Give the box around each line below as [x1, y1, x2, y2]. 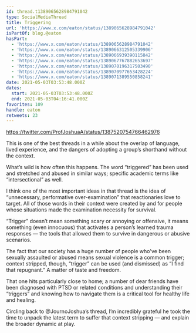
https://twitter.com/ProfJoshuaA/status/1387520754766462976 [6, 129, 160, 136]
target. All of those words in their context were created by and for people [6, 200, 183, 207]
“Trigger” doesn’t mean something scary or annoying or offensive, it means [6, 218, 189, 225]
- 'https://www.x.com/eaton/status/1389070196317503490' [11, 63, 154, 69]
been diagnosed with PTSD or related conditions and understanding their [6, 284, 183, 291]
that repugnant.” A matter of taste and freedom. [6, 267, 121, 274]
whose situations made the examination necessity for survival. [6, 206, 157, 213]
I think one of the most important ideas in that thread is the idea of [6, 187, 166, 194]
